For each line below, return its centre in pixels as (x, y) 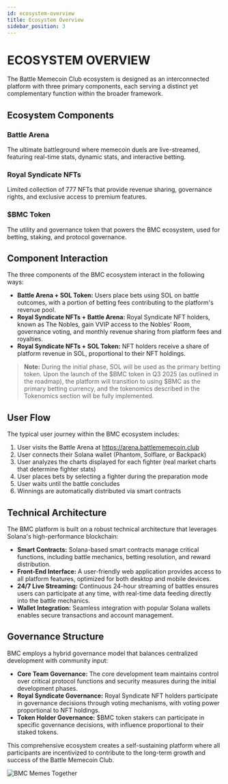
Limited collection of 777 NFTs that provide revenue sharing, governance (110, 190)
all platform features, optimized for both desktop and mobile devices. (114, 579)
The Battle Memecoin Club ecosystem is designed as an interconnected (108, 79)
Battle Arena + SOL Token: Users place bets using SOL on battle (108, 295)
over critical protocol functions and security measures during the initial (116, 681)
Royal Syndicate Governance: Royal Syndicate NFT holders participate (117, 696)
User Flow (29, 418)
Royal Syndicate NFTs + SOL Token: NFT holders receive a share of (113, 346)
